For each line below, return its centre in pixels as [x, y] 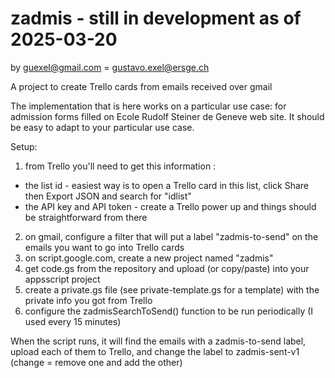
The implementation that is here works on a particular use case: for [148, 106]
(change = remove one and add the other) [96, 362]
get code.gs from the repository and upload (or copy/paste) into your [167, 268]
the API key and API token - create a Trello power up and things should [170, 206]
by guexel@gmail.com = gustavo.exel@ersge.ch [110, 67]
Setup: [24, 146]
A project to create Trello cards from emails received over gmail [141, 86]
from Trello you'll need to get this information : [120, 166]
